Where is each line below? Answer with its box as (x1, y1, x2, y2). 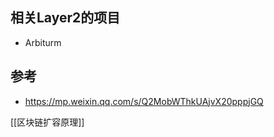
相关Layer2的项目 (10, 9, 121, 27)
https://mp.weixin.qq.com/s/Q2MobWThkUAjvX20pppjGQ (24, 95, 264, 107)
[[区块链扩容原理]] (10, 116, 85, 128)
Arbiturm (24, 36, 62, 48)
